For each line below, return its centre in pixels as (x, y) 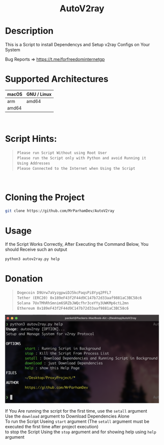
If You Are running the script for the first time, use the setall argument (76, 411)
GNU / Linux (39, 94)
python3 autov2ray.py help (32, 259)
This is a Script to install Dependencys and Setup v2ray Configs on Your (78, 45)
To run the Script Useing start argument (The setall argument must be (77, 421)
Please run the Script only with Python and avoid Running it (82, 158)
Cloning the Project (45, 197)
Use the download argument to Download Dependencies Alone (67, 416)
